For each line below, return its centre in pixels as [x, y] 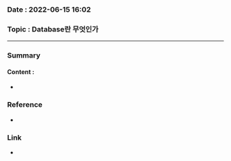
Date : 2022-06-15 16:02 [49, 10]
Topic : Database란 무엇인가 [53, 29]
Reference [25, 105]
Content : [21, 72]
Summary [24, 55]
